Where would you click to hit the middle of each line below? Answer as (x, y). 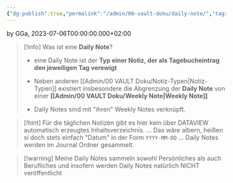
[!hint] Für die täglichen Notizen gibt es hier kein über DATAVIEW (116, 123)
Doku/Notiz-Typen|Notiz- (171, 81)
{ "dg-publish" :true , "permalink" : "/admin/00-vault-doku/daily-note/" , (110, 14)
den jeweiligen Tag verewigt (75, 67)
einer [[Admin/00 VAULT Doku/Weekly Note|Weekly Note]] (121, 96)
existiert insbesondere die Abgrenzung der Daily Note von (142, 88)
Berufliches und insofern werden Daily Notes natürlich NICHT (111, 165)
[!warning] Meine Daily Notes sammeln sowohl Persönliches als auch (122, 158)
